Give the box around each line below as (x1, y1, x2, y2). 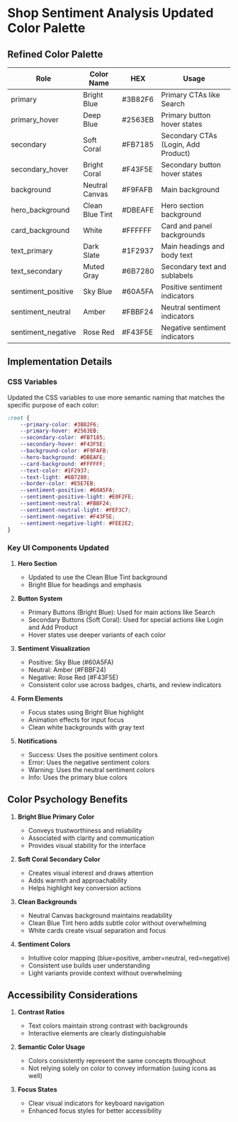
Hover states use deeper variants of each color (28, 630, 166, 639)
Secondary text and (161, 262, 227, 271)
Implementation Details (7, 356, 113, 368)
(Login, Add (161, 140, 200, 149)
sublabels (161, 271, 193, 280)
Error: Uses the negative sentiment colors (28, 758, 150, 766)
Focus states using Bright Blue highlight (28, 708, 144, 716)
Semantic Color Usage (17, 1043, 86, 1051)
